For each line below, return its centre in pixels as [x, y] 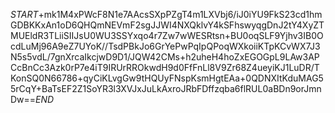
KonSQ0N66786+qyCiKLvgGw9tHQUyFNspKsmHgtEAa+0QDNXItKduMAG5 [167, 78]
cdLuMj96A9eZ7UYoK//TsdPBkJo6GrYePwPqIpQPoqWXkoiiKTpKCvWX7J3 [165, 46]
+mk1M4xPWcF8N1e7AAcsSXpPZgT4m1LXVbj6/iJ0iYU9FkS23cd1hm [180, 14]
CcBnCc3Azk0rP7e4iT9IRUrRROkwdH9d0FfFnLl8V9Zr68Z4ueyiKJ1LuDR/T [165, 67]
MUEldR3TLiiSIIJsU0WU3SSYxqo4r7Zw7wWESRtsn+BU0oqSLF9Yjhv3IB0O [167, 35]
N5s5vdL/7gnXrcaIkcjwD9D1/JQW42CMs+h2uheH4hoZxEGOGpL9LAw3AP [165, 57]
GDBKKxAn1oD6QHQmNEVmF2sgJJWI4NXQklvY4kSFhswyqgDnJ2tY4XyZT [167, 25]
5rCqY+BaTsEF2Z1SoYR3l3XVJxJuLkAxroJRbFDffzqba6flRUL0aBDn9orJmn [166, 88]
